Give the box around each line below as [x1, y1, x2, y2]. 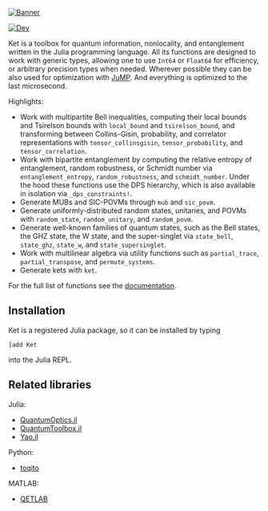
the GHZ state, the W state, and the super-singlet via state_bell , [19, 231, 234, 240]
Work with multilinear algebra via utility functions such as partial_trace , [19, 248, 259, 258]
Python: [8, 447, 34, 457]
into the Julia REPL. [8, 355, 72, 364]
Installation [8, 304, 66, 318]
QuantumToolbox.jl [19, 423, 82, 433]
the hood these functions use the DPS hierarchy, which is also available [19, 180, 256, 190]
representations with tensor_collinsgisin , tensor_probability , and [19, 138, 243, 147]
